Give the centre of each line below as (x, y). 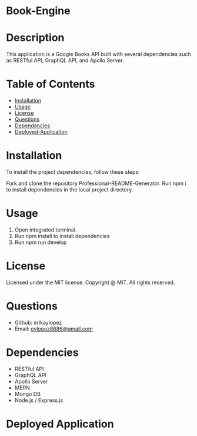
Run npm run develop (41, 242)
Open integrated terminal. (46, 229)
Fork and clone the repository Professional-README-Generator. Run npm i (96, 183)
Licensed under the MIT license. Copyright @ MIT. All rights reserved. (91, 282)
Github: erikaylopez (38, 322)
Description (35, 38)
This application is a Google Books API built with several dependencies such (98, 54)
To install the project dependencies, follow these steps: (73, 172)
